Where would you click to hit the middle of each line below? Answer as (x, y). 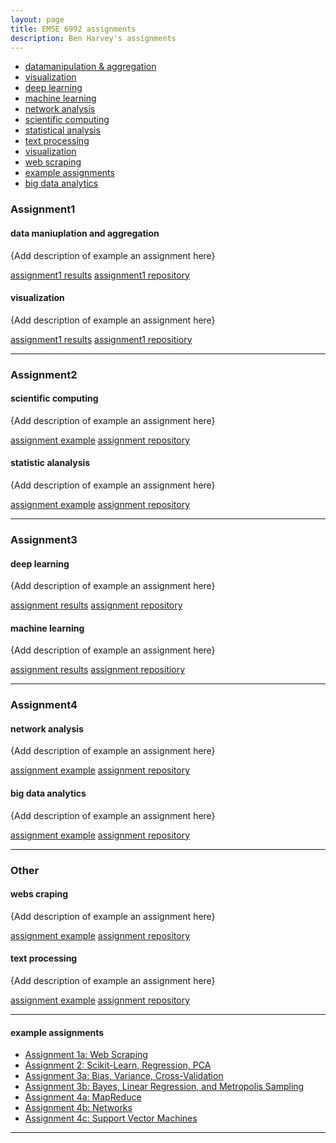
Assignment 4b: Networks (78, 1108)
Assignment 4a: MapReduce (83, 1097)
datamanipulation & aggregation (90, 67)
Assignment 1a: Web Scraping (86, 1055)
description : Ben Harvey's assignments (93, 38)
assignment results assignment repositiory (98, 670)
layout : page (37, 19)
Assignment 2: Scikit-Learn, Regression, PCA (118, 1065)
